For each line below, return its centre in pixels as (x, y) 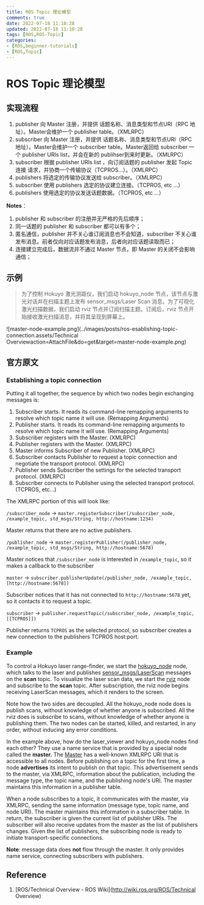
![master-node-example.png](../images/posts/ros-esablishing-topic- (92, 329)
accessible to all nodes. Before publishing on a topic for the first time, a (96, 761)
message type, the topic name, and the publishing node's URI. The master (99, 780)
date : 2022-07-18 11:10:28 (40, 23)
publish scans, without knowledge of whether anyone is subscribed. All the (100, 710)
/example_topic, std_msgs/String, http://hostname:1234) (80, 519)
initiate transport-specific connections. (55, 837)
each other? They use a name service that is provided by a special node (97, 748)
